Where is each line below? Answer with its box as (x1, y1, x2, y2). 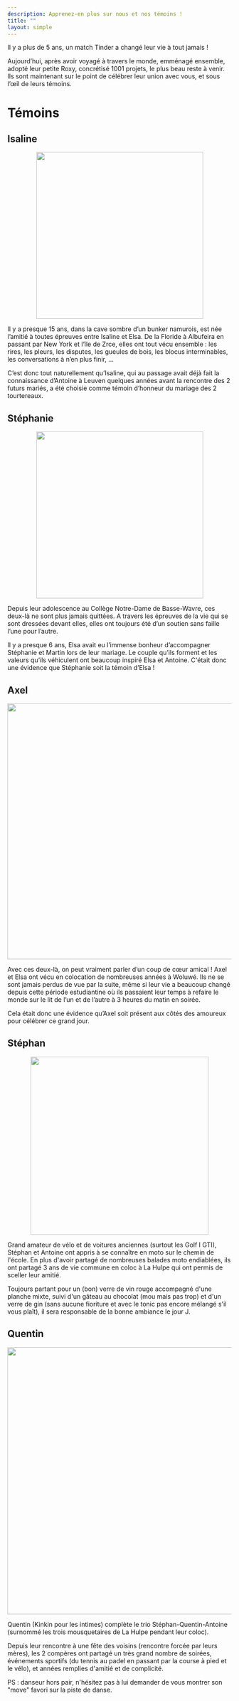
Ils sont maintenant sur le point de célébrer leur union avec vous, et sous (7, 72, 221, 80)
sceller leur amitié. (7, 1270, 62, 1279)
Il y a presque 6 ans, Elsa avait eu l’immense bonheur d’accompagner (7, 641, 211, 649)
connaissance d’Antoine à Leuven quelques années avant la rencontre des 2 (7, 377, 230, 385)
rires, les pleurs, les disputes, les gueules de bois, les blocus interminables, (7, 347, 228, 356)
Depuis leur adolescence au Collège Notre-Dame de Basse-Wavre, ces (7, 604, 216, 613)
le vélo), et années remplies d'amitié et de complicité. (7, 1664, 164, 1673)
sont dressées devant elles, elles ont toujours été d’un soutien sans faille (7, 619, 220, 628)
